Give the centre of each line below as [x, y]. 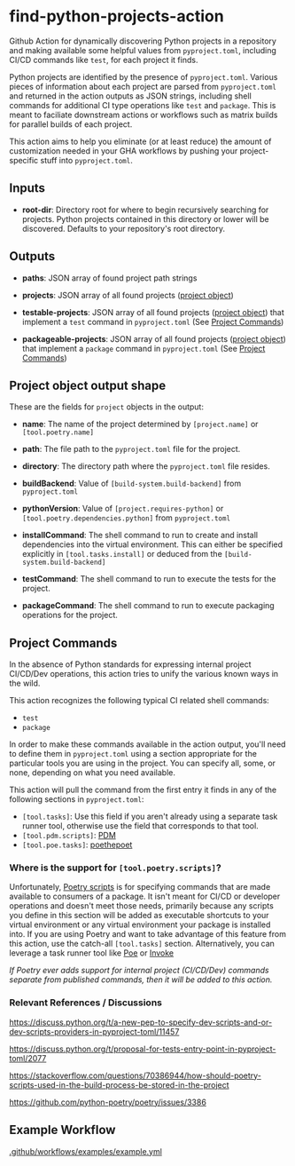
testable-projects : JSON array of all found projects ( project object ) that [153, 312]
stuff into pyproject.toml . [86, 160]
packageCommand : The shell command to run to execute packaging [148, 606]
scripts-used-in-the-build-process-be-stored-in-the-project [119, 1084]
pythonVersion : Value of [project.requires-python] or [123, 509]
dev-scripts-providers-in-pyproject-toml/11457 [94, 1031]
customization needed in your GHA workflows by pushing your [124, 151]
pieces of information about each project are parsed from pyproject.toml [143, 86]
